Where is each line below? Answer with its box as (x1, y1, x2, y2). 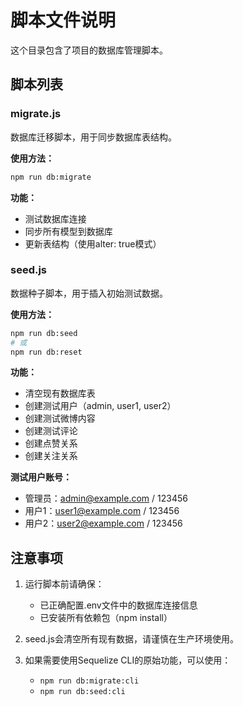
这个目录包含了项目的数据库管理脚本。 (10, 44, 168, 56)
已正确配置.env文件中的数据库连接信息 (39, 599, 198, 611)
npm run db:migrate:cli (39, 676, 140, 686)
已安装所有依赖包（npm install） (39, 612, 173, 624)
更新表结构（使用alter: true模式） (24, 237, 162, 250)
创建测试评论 (24, 425, 78, 437)
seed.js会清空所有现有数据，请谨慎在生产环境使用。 (24, 633, 239, 645)
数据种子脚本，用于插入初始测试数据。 (10, 287, 168, 299)
